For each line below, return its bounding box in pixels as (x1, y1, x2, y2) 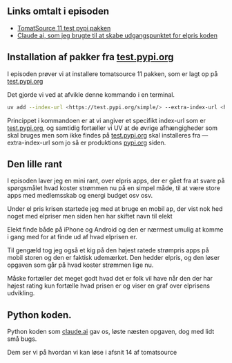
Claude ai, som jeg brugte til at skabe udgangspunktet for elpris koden (17, 31, 217, 39)
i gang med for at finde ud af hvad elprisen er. (7, 233, 138, 241)
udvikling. (7, 289, 35, 297)
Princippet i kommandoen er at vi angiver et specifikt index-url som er (7, 116, 206, 124)
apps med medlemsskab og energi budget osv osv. (7, 192, 153, 200)
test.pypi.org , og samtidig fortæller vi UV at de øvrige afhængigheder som (7, 124, 218, 132)
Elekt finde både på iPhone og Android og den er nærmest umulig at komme (7, 225, 224, 234)
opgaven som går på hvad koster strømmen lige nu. (7, 261, 154, 269)
